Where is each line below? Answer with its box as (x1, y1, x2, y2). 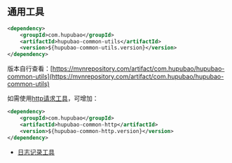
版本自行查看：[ (7, 64, 53, 73)
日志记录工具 (17, 148, 55, 156)
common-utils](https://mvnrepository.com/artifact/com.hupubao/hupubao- (7, 72, 224, 81)
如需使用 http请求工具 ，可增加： (7, 94, 100, 103)
